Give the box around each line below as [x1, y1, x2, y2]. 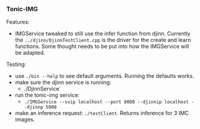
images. [14, 116, 35, 123]
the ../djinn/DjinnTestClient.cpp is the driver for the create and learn [14, 37, 192, 44]
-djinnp [23, 104, 43, 110]
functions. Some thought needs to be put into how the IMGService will [14, 43, 190, 50]
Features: [6, 19, 30, 26]
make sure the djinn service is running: [14, 79, 111, 86]
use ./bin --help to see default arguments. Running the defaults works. [14, 73, 195, 80]
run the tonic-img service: [14, 92, 80, 99]
